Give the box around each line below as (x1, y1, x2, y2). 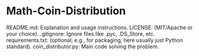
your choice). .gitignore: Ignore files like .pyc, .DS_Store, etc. (6, 30, 155, 37)
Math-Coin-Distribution (6, 4, 126, 18)
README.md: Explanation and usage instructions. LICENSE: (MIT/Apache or (6, 24, 193, 31)
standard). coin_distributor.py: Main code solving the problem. (6, 43, 160, 50)
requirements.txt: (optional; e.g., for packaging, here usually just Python (6, 36, 183, 43)
